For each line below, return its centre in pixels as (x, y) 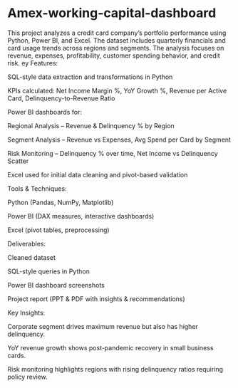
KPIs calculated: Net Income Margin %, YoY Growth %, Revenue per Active (117, 90)
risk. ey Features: (33, 63)
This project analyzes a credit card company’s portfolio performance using (117, 33)
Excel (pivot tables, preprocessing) (58, 230)
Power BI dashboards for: (45, 112)
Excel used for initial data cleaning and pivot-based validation (98, 174)
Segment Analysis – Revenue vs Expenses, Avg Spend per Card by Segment (119, 140)
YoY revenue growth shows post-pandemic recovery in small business (110, 347)
